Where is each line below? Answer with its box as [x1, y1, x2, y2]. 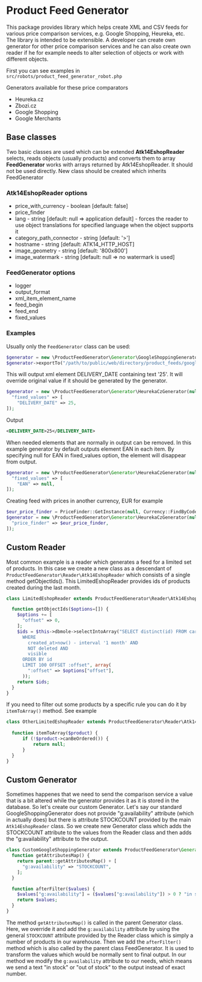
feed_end [14, 308, 38, 315]
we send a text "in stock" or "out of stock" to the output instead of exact [6, 963, 185, 971]
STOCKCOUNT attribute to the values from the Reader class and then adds [6, 829, 192, 836]
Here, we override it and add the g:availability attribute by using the [6, 925, 180, 932]
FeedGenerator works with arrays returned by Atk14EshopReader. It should [6, 160, 194, 168]
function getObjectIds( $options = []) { [11, 606, 109, 612]
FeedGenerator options [6, 268, 76, 276]
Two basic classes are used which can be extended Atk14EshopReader [6, 148, 185, 155]
